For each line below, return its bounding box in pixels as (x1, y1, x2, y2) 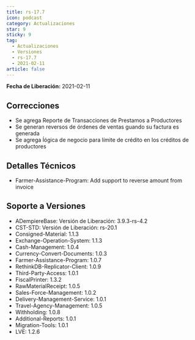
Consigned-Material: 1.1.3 (15, 230, 79, 238)
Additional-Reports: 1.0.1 (15, 315, 76, 322)
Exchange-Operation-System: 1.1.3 (15, 236, 103, 244)
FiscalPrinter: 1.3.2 (15, 276, 62, 283)
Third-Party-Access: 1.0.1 (15, 269, 78, 276)
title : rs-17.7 (6, 9, 45, 15)
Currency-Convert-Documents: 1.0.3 (15, 249, 107, 257)
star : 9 (6, 26, 26, 32)
